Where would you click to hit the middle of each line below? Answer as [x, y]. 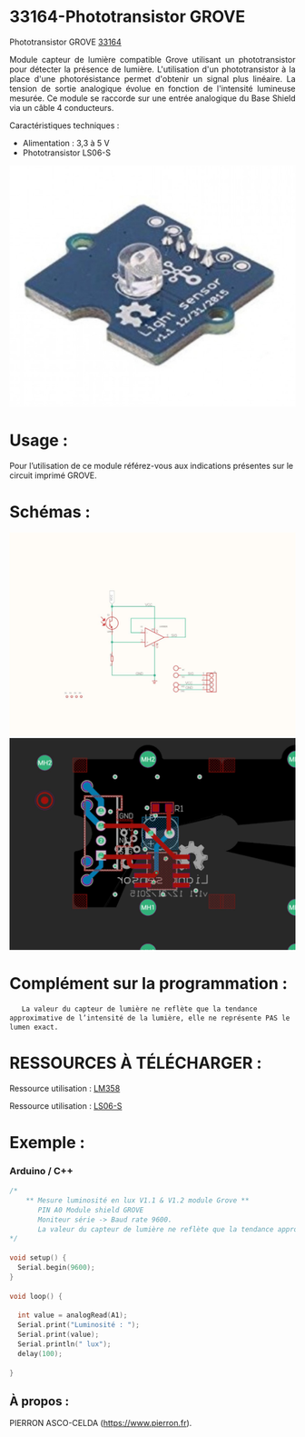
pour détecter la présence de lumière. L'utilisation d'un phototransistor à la [152, 69]
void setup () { [38, 1258]
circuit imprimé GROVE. [53, 475]
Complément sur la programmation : [148, 983]
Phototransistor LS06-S [67, 153]
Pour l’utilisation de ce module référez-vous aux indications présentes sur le [152, 466]
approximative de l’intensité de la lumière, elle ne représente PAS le [150, 1018]
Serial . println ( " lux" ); [64, 1344]
